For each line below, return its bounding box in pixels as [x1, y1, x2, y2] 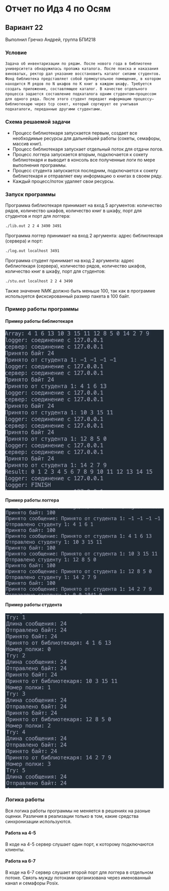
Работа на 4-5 [5, 830, 36, 836]
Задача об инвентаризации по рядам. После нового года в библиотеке [5, 61, 152, 66]
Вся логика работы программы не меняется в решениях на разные [5, 808, 151, 814]
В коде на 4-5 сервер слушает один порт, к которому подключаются [5, 841, 154, 847]
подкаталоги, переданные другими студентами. [5, 107, 102, 112]
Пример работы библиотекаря [5, 318, 73, 324]
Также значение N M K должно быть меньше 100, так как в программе [5, 287, 156, 293]
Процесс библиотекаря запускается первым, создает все [12, 130, 137, 136]
